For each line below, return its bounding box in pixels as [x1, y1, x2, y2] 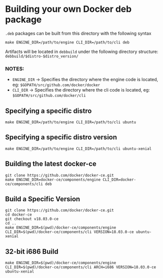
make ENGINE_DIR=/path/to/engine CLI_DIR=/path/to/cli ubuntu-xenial [5, 146, 152, 151]
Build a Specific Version [5, 195, 80, 203]
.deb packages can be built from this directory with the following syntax [5, 30, 152, 36]
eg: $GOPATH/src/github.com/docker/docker [12, 82, 101, 88]
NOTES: [5, 65, 25, 72]
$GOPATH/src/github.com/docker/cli [12, 93, 86, 98]
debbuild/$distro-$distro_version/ [5, 53, 79, 59]
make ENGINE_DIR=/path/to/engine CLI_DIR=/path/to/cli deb [5, 40, 130, 45]
